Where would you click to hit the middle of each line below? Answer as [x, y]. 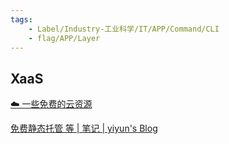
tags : [21, 19]
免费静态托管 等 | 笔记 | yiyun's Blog [84, 128]
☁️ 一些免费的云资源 [51, 104]
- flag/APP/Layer [64, 38]
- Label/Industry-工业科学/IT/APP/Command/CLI [124, 29]
